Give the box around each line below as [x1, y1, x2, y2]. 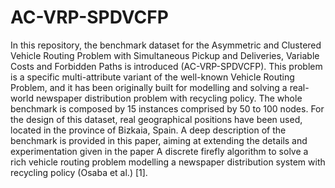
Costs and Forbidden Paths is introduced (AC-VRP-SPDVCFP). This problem [10, 60, 323, 72]
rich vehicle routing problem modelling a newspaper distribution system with [10, 156, 326, 168]
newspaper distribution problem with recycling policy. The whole [35, 92, 303, 104]
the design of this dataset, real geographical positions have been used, [10, 113, 303, 125]
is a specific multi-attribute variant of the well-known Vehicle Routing [10, 71, 295, 83]
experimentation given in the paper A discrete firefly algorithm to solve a [10, 145, 309, 157]
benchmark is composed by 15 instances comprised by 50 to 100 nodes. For [10, 102, 325, 115]
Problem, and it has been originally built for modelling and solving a [10, 81, 288, 93]
